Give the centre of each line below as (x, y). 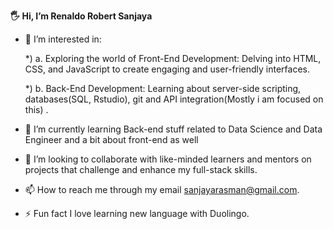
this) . (36, 109)
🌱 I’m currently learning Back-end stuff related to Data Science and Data (173, 129)
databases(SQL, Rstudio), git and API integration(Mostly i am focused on (174, 99)
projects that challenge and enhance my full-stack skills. (141, 169)
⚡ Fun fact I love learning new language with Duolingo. (137, 213)
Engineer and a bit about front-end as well (111, 139)
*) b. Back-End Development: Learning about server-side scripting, (163, 88)
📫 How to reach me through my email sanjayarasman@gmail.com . (162, 189)
